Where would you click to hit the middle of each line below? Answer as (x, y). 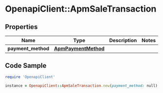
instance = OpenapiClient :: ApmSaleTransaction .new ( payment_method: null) (81, 86)
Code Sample (26, 66)
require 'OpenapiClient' (30, 77)
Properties (21, 27)
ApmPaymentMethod (79, 48)
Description (123, 40)
